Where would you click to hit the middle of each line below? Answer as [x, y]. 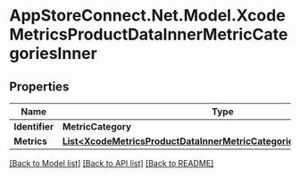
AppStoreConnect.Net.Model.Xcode [147, 16]
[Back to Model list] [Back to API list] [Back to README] [112, 163]
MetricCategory [97, 126]
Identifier [34, 126]
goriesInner [54, 54]
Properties [39, 86]
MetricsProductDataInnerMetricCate [149, 34]
